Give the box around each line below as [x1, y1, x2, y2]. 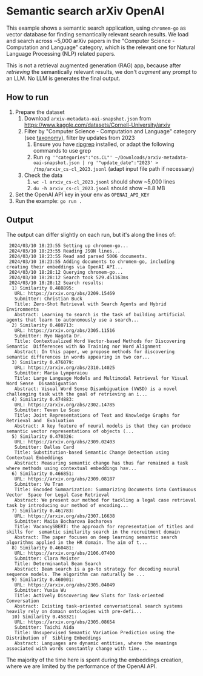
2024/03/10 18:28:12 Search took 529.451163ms [8, 274, 129, 280]
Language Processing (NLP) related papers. [6, 50, 116, 57]
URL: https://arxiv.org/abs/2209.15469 [14, 290, 115, 296]
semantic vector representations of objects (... [6, 428, 135, 434]
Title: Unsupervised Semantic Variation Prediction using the [14, 629, 175, 635]
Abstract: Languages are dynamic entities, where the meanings [14, 640, 178, 646]
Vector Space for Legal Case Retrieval [6, 492, 110, 498]
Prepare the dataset [15, 108, 65, 116]
